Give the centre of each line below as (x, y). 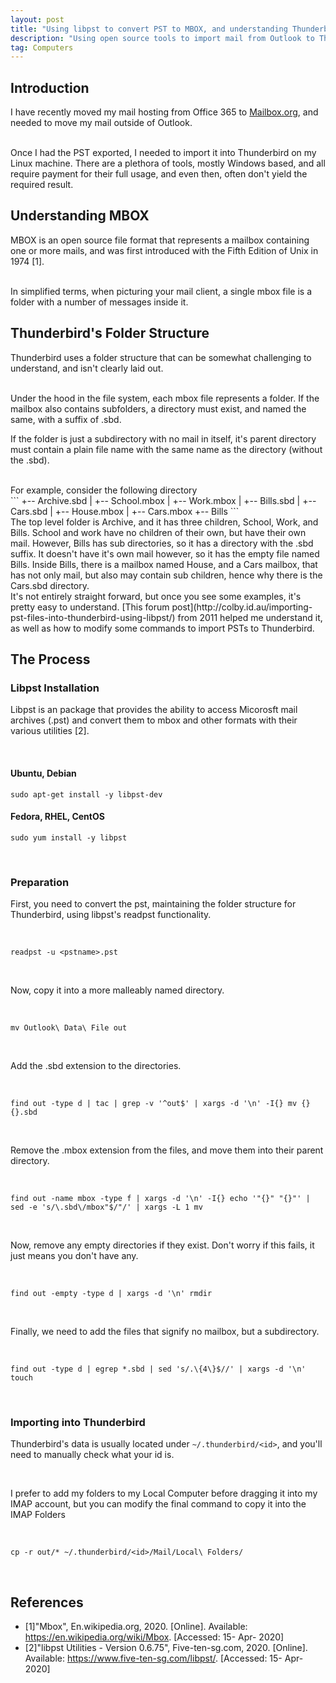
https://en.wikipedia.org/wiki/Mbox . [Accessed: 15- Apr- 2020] (154, 1637)
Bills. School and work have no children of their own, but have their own (158, 532)
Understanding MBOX (80, 216)
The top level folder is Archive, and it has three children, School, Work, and (164, 522)
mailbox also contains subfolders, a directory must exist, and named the (158, 408)
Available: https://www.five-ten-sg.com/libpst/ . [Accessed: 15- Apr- (164, 1658)
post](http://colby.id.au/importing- (242, 607)
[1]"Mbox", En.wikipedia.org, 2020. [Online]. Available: (136, 1627)
